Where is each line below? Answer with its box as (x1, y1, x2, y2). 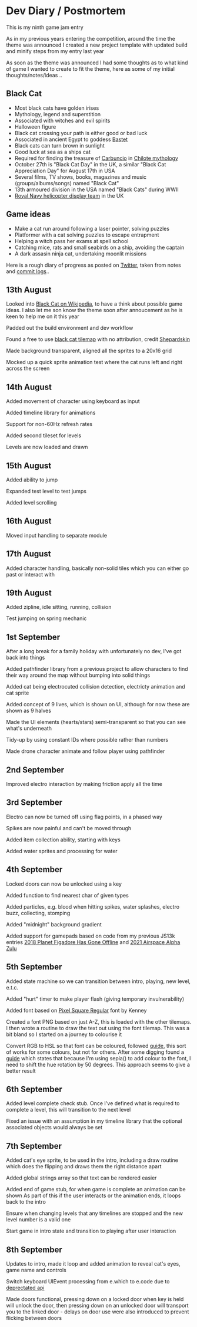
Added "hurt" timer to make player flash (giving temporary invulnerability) (6, 995, 185, 1002)
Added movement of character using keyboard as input (6, 398, 140, 405)
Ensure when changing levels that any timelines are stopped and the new (6, 1210, 183, 1217)
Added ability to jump (6, 476, 58, 483)
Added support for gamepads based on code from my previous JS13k (6, 932, 175, 939)
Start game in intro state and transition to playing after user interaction (6, 1227, 176, 1234)
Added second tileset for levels (6, 432, 81, 439)
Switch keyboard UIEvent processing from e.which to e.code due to (6, 1277, 170, 1285)
